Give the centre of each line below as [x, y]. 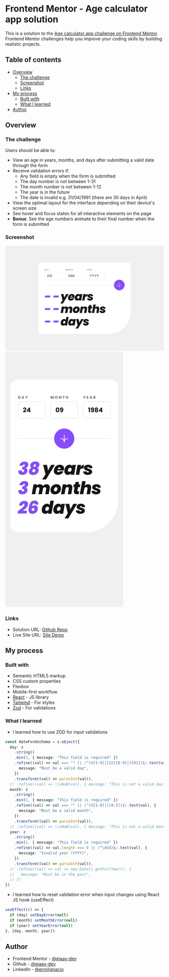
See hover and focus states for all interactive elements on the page [82, 214]
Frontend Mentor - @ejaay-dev [45, 959]
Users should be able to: [31, 150]
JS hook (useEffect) [33, 900]
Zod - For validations [34, 708]
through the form [30, 165]
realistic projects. [23, 44]
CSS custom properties [37, 681]
